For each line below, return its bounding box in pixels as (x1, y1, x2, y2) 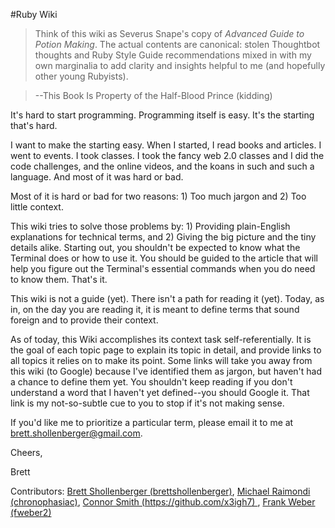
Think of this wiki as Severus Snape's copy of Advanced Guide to (34, 28, 305, 39)
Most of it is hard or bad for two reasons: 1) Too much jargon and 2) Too (10, 190, 307, 202)
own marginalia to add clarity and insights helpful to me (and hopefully (34, 60, 326, 71)
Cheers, (10, 447, 43, 458)
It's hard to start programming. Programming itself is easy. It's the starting (10, 109, 315, 121)
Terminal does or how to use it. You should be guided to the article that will (10, 252, 318, 264)
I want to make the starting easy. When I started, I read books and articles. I (10, 139, 322, 151)
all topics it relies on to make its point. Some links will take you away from (10, 355, 313, 366)
